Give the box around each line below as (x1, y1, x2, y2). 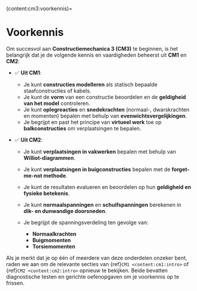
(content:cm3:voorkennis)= (6, 5, 73, 12)
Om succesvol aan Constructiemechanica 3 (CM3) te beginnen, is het (6, 45, 178, 52)
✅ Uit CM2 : (14, 136, 43, 143)
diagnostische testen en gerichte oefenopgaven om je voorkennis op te (6, 273, 179, 280)
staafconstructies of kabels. (23, 87, 91, 94)
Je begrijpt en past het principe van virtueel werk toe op (23, 118, 162, 126)
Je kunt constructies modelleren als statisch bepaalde (23, 81, 158, 88)
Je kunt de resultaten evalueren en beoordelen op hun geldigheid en (23, 183, 192, 191)
